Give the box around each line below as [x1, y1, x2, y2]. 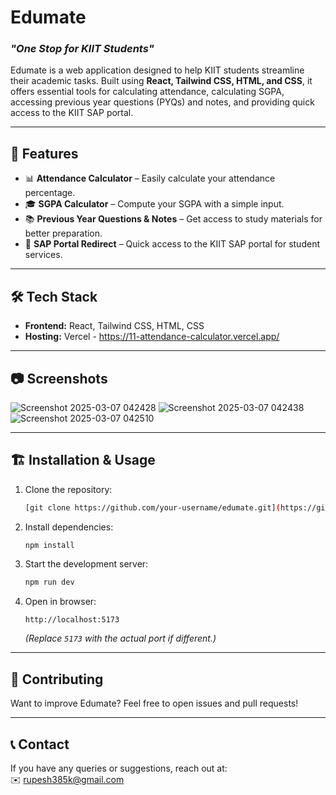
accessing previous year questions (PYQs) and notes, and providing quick [10, 96, 315, 108]
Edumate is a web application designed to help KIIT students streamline [10, 64, 305, 76]
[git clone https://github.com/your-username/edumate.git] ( [24, 502, 281, 513]
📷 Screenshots [10, 370, 108, 387]
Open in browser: [24, 596, 97, 608]
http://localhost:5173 [24, 615, 120, 625]
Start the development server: [24, 558, 149, 570]
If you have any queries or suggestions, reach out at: [10, 762, 228, 774]
